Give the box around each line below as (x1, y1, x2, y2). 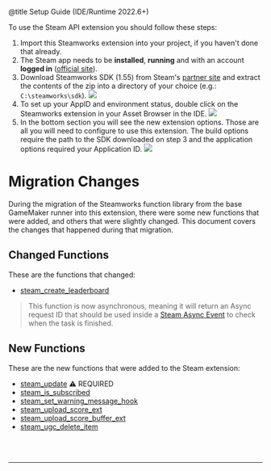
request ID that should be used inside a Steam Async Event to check (27, 309, 256, 319)
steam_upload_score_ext (19, 404, 102, 414)
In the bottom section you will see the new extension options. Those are (19, 117, 260, 127)
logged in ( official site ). (19, 64, 98, 74)
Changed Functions (8, 248, 110, 262)
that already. (19, 47, 62, 56)
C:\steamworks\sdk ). (19, 90, 87, 100)
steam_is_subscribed (19, 387, 90, 397)
